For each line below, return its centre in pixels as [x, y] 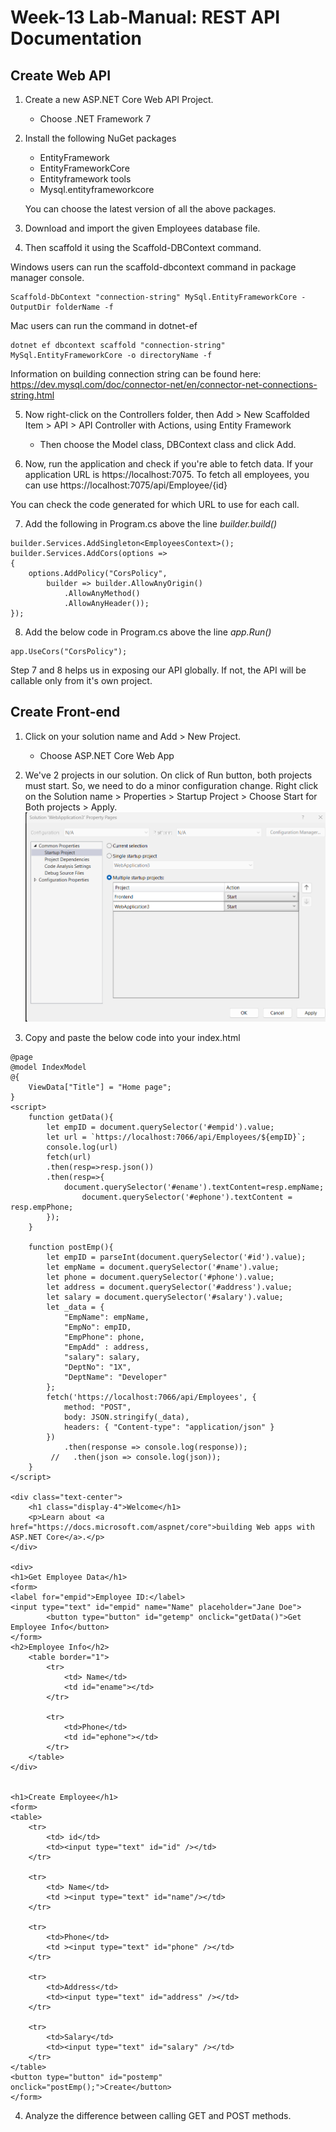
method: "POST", [97, 1407]
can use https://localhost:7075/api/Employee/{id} [126, 485]
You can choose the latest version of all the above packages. [150, 209]
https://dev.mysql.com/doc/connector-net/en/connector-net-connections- [164, 384]
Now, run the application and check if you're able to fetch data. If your [169, 464]
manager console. [47, 277]
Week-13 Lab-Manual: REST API [145, 17]
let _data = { [75, 1307]
